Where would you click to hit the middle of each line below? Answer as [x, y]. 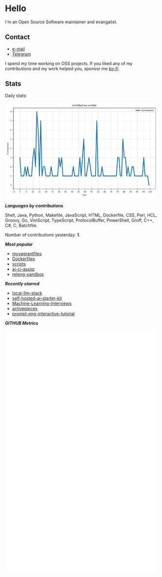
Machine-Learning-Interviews [42, 303]
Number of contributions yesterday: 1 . [43, 235]
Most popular [19, 244]
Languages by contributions [34, 206]
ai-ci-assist [23, 269]
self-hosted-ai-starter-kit [37, 298]
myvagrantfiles [27, 253]
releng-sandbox [28, 274]
